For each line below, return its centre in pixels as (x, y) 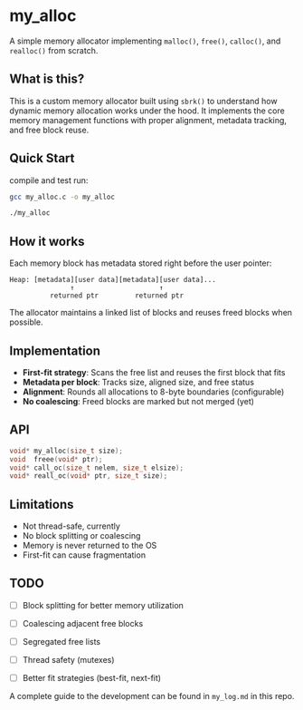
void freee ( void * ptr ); (56, 459)
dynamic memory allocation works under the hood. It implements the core (147, 111)
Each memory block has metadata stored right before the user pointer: (141, 263)
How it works (47, 241)
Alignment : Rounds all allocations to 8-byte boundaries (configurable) (153, 392)
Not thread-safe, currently (71, 526)
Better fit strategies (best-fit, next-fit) (91, 678)
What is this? (47, 79)
